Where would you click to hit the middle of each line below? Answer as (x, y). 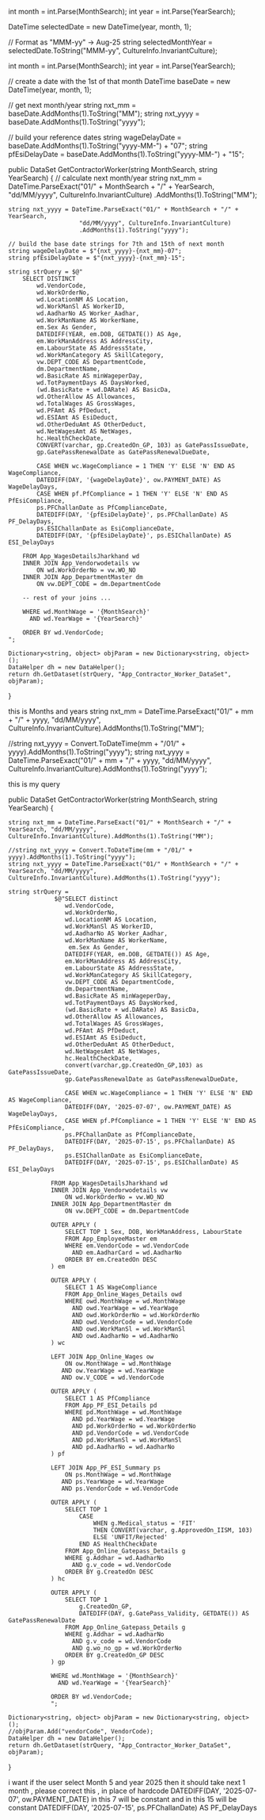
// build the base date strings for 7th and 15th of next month (116, 244)
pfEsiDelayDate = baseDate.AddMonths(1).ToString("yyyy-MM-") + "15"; (126, 154)
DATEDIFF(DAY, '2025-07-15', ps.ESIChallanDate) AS (151, 1163)
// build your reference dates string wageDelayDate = (95, 137)
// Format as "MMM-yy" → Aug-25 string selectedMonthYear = (111, 42)
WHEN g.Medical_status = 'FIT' (144, 1523)
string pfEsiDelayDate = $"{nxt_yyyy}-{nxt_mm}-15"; (97, 258)
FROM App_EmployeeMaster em (111, 1239)
